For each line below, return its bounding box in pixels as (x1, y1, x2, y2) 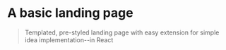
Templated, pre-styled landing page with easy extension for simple (24, 28, 220, 37)
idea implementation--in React (24, 35, 114, 44)
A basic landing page (7, 5, 133, 21)
